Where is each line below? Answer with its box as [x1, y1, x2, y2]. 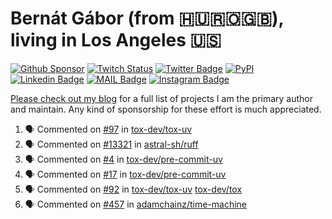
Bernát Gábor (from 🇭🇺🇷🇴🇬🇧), [10, 7, 285, 30]
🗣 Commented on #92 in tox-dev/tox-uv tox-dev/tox [24, 183, 243, 195]
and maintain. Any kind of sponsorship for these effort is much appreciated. [10, 103, 322, 115]
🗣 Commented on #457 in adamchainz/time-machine [24, 198, 248, 210]
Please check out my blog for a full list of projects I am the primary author [10, 92, 314, 104]
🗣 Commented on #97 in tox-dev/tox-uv [24, 123, 193, 135]
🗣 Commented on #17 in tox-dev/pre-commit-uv [24, 168, 227, 180]
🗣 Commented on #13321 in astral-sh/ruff [24, 138, 199, 150]
